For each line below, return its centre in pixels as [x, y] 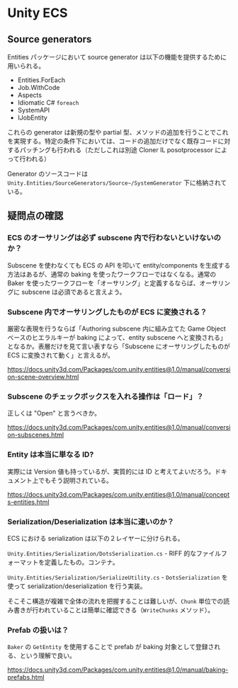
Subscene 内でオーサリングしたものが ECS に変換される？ [107, 311]
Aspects [30, 95]
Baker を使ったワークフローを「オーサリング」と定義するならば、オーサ [113, 283]
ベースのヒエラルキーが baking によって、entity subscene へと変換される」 [117, 337]
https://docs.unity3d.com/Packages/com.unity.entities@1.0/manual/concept [119, 494]
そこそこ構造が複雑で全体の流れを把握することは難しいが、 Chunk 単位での [115, 601]
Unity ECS [38, 13]
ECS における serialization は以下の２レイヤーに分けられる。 [96, 538]
